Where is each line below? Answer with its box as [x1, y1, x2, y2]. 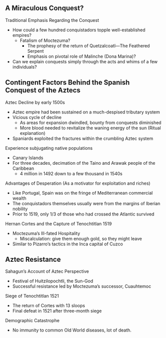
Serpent [27, 48, 44, 54]
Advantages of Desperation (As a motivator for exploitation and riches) [5, 180, 151, 186]
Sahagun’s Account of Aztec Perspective [5, 268, 89, 274]
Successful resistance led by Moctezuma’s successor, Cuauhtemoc [12, 283, 151, 289]
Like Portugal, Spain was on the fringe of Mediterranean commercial [12, 190, 153, 196]
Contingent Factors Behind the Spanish [5, 78, 130, 87]
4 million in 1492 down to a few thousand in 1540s [19, 170, 123, 176]
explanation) [19, 130, 46, 136]
